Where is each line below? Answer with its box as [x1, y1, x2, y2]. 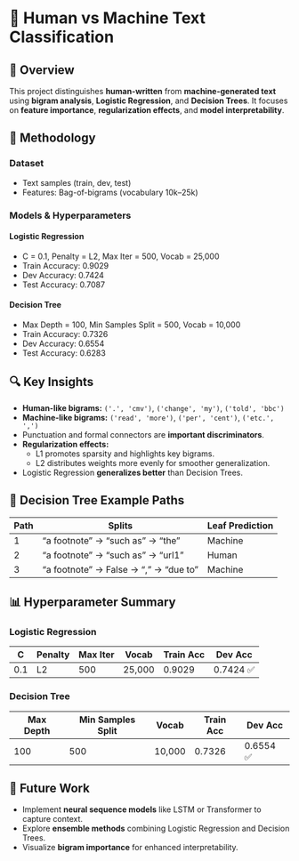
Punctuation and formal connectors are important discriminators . [21, 429, 265, 439]
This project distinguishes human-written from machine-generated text [9, 86, 277, 96]
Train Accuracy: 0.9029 [21, 260, 109, 270]
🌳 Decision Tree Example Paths [9, 493, 185, 508]
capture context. [21, 814, 83, 825]
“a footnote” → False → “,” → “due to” [42, 563, 198, 575]
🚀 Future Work [9, 781, 91, 796]
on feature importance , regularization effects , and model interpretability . [9, 105, 285, 115]
